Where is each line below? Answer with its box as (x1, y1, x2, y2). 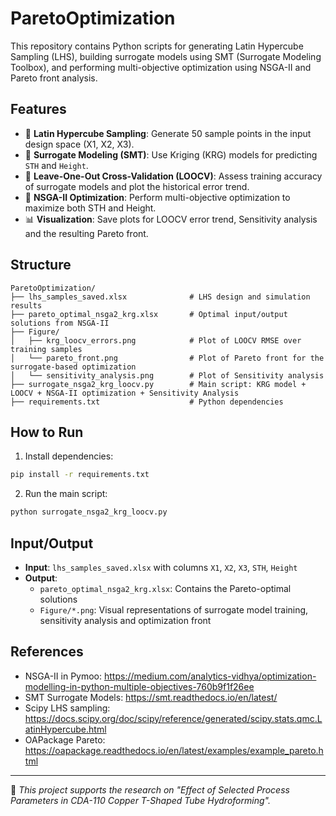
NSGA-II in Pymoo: (24, 670, 103, 682)
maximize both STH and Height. (24, 202, 157, 214)
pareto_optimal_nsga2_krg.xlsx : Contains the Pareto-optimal (39, 582, 292, 594)
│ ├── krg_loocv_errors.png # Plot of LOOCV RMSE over (10, 335, 302, 346)
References (10, 643, 84, 661)
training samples (10, 344, 83, 354)
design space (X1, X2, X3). (24, 138, 135, 150)
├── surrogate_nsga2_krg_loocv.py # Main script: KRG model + (10, 379, 307, 389)
